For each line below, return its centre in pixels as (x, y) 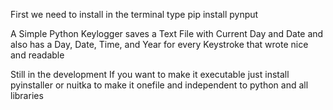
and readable (37, 55)
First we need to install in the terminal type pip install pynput (134, 14)
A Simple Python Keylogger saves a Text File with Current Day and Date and (167, 33)
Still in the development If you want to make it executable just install (150, 74)
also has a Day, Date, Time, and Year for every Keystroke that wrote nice (159, 44)
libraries (27, 95)
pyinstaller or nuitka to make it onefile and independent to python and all (159, 85)
